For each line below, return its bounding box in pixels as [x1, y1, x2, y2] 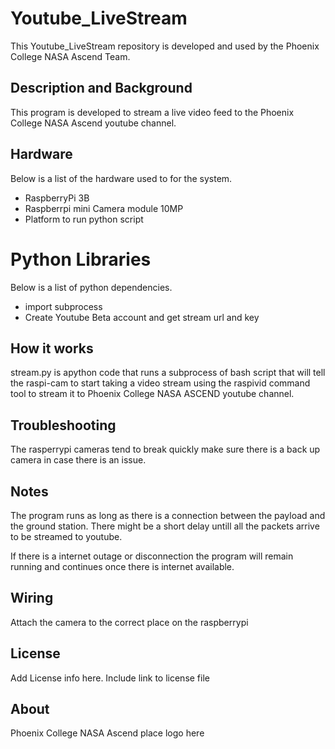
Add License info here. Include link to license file [10, 672, 210, 684]
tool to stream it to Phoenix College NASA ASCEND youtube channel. [10, 388, 295, 400]
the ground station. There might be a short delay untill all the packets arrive [10, 520, 320, 532]
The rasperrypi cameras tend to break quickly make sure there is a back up [10, 443, 321, 456]
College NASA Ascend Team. [10, 50, 131, 62]
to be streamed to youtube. [10, 530, 123, 542]
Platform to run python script [24, 213, 144, 225]
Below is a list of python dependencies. [10, 281, 173, 293]
